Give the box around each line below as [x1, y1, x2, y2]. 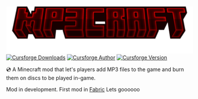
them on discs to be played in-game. [6, 75, 96, 81]
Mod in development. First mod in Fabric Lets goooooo [6, 86, 140, 92]
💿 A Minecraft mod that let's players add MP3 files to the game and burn [6, 66, 184, 73]
